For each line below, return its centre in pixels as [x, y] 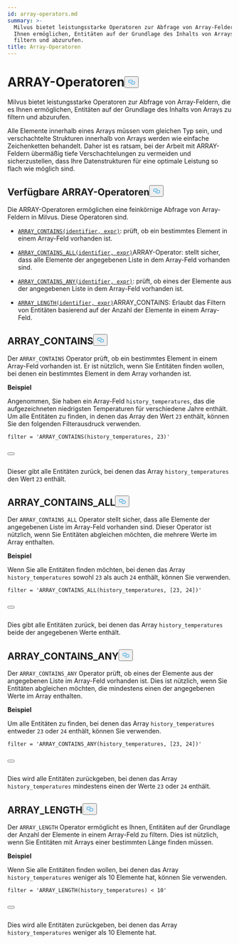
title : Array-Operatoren [44, 47]
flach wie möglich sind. [41, 169]
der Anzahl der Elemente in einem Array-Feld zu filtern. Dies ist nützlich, [113, 834]
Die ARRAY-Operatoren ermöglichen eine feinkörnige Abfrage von [104, 209]
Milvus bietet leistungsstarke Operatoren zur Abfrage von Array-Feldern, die [119, 102]
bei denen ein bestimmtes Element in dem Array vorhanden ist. [100, 373]
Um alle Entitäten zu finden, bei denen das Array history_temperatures [111, 723]
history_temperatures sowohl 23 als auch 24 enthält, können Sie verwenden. [119, 578]
